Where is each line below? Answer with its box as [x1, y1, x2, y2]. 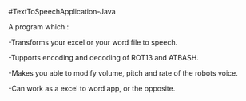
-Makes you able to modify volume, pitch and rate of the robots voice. [8, 68, 238, 78]
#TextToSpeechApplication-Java [8, 7, 116, 16]
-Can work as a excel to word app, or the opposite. [8, 84, 176, 93]
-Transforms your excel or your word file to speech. [8, 37, 178, 47]
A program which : [8, 22, 69, 31]
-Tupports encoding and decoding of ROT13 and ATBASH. [8, 53, 200, 62]
